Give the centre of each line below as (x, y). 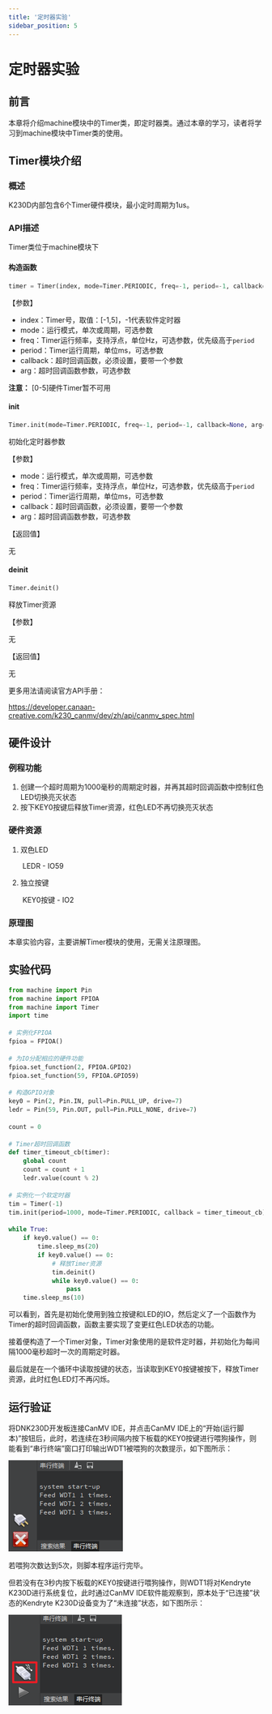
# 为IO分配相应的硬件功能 (46, 1058)
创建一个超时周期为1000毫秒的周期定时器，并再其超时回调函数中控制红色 (142, 787)
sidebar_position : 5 (43, 26)
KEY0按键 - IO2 (48, 900)
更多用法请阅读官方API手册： (57, 690)
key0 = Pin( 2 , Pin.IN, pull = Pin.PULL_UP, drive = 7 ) (96, 1101)
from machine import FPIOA (54, 998)
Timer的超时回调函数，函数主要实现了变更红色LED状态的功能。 (113, 1324)
